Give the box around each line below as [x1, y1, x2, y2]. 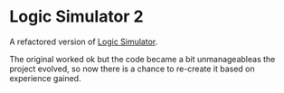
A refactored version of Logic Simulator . [9, 36, 158, 47]
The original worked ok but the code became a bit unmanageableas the [9, 53, 276, 64]
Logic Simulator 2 [9, 6, 144, 27]
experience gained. [9, 72, 81, 83]
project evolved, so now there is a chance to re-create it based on [9, 63, 255, 74]
